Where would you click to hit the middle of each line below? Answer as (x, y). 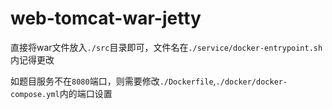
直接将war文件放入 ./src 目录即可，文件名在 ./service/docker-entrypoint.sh (166, 47)
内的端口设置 (86, 93)
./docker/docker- (251, 82)
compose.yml (35, 94)
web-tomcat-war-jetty (106, 18)
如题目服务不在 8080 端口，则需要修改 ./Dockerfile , (113, 81)
